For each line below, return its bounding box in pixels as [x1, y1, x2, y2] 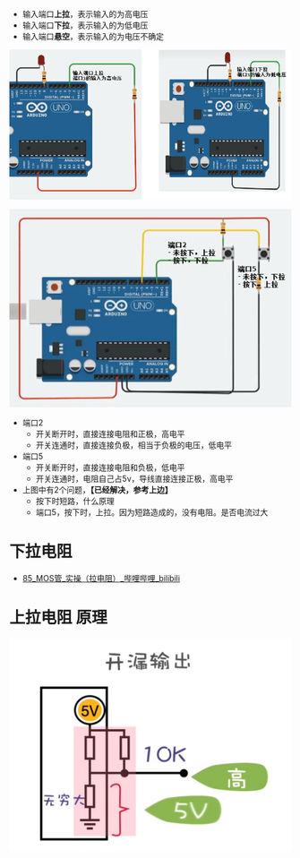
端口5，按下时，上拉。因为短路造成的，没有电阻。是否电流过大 [35, 507, 269, 518]
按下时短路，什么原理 [35, 496, 115, 507]
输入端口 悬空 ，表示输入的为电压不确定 [21, 31, 164, 41]
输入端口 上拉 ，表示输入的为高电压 [21, 9, 149, 19]
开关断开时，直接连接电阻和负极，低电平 [35, 462, 185, 473]
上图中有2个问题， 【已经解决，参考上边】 [21, 485, 173, 495]
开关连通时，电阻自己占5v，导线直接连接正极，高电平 [35, 474, 234, 485]
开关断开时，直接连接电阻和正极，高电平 [35, 429, 185, 440]
